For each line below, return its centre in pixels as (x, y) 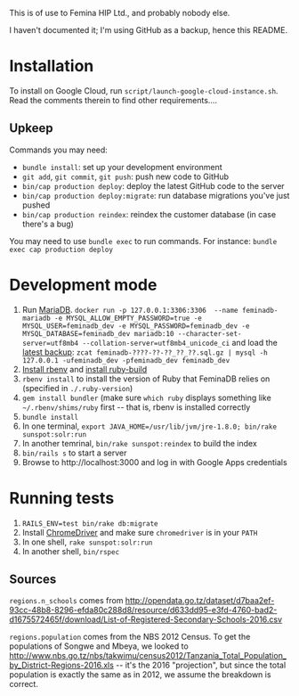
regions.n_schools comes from (66, 601)
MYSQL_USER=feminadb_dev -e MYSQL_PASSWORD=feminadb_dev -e (136, 326)
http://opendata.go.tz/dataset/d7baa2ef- (200, 601)
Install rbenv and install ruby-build (85, 369)
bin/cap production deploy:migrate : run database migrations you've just (156, 195)
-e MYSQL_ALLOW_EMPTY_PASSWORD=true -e (128, 318)
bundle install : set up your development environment (122, 167)
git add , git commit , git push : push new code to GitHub (125, 176)
